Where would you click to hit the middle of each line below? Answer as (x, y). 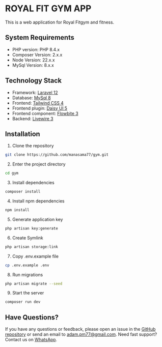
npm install (17, 210)
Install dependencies (33, 183)
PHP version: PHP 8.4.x (36, 49)
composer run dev (23, 302)
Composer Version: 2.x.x (37, 55)
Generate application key (37, 219)
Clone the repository (33, 146)
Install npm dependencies (38, 201)
